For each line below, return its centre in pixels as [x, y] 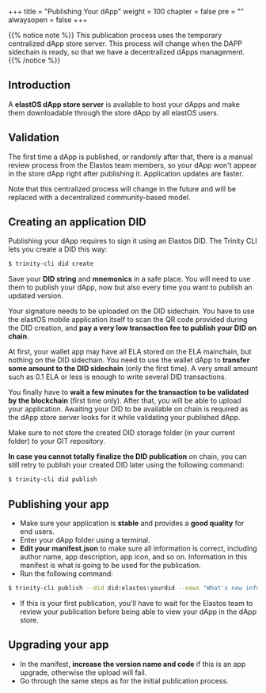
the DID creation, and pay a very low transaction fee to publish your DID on [133, 328]
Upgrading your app [59, 645]
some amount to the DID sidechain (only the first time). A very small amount [133, 369]
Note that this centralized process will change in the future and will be [122, 188]
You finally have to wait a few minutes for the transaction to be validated [129, 392]
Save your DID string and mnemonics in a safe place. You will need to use [129, 279]
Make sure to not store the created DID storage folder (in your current [122, 433]
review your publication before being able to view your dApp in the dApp [138, 612]
